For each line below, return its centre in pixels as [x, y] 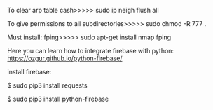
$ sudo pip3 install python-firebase [58, 99]
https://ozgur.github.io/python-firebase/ [65, 58]
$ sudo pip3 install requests [47, 85]
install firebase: [29, 72]
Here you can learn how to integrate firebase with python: [90, 51]
